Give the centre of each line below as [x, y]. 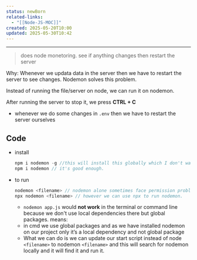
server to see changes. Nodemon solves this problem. [71, 79]
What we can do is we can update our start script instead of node [102, 238]
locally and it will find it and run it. [64, 251]
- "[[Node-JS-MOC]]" [36, 22]
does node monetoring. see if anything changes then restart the [98, 56]
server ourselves [35, 120]
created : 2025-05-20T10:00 [39, 28]
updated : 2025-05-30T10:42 [39, 33]
